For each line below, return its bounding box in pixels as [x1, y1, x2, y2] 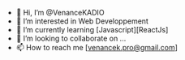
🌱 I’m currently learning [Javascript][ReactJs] [15, 25, 169, 34]
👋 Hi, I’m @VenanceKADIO [15, 8, 105, 17]
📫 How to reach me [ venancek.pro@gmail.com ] [15, 43, 179, 52]
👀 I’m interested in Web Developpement [15, 16, 148, 26]
